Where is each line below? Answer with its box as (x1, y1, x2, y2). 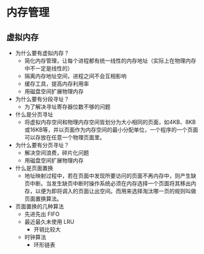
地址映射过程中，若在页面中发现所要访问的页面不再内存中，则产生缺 (24, 172, 197, 179)
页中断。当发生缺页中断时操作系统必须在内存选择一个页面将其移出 (24, 180, 191, 187)
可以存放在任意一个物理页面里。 (24, 134, 105, 141)
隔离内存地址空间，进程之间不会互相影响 (24, 72, 127, 80)
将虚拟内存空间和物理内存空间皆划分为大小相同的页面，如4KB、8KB (24, 118, 196, 126)
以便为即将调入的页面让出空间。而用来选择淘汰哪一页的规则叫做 (35, 188, 197, 194)
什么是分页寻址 (15, 111, 53, 118)
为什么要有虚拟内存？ (15, 50, 69, 56)
